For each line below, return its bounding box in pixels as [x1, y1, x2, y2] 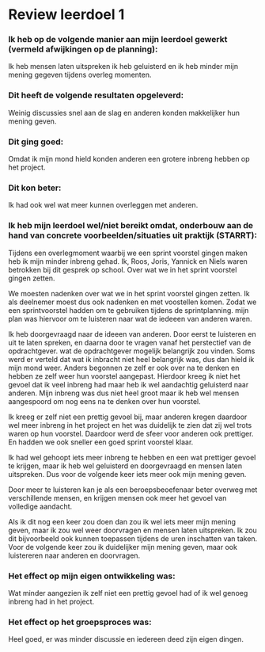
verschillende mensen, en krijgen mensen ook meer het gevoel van [8, 493, 227, 502]
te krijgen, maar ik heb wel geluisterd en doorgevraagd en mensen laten [8, 461, 243, 471]
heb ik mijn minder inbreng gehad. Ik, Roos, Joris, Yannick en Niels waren [8, 256, 248, 266]
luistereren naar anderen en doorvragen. [8, 551, 141, 560]
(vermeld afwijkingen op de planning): [8, 44, 158, 55]
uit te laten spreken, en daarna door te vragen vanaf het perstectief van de [8, 337, 252, 347]
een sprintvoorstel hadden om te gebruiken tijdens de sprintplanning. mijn [8, 305, 249, 315]
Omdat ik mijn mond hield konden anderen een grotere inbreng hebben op [8, 154, 251, 164]
